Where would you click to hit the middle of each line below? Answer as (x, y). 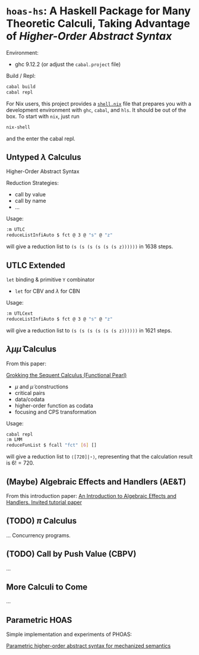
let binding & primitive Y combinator (50, 279)
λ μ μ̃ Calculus (31, 349)
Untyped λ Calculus (44, 157)
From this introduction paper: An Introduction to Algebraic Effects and (91, 496)
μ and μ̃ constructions (41, 386)
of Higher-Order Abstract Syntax (89, 36)
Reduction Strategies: (33, 183)
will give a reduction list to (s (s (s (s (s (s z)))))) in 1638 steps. (90, 247)
